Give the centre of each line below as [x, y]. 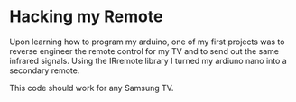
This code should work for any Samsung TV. [92, 88]
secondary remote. [45, 70]
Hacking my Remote [86, 17]
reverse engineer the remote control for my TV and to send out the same [144, 51]
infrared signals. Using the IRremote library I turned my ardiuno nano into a [148, 60]
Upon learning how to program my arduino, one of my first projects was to [147, 42]
